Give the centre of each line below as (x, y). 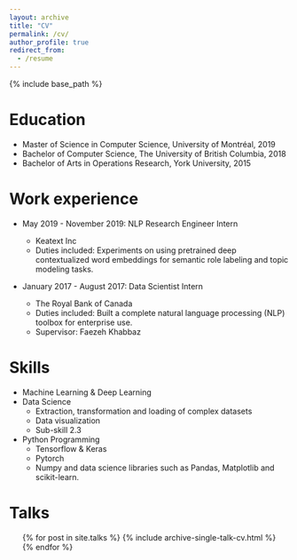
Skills (30, 368)
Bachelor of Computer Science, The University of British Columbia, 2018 (154, 154)
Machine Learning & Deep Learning (87, 392)
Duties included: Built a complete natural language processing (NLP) (160, 312)
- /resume (35, 59)
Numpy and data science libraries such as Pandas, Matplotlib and (155, 468)
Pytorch (50, 458)
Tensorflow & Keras (71, 448)
